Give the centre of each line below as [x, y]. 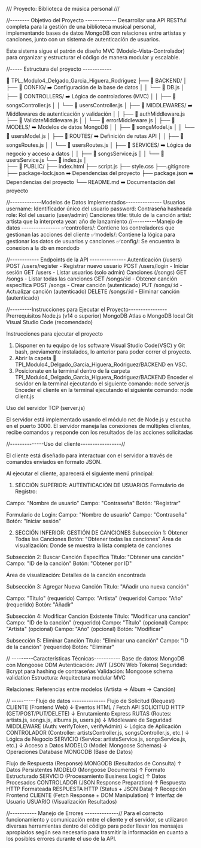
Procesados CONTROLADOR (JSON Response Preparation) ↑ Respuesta [96, 782]
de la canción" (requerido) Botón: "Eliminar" [60, 647]
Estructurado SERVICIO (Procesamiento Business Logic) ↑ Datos [86, 776]
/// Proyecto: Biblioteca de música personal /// [63, 9]
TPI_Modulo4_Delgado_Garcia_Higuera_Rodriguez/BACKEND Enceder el [104, 377]
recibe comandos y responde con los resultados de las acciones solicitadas [100, 432]
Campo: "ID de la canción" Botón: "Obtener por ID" [69, 563]
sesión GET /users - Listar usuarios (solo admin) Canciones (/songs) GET [97, 272]
